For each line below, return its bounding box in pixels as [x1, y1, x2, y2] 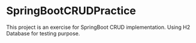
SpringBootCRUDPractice [6, 4, 137, 18]
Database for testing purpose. [6, 29, 80, 37]
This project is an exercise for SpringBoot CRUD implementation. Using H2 [6, 24, 191, 31]
